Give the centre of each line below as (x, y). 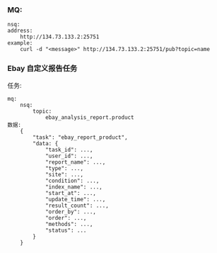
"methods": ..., (69, 224)
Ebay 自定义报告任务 (42, 69)
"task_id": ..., (69, 150)
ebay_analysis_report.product (89, 117)
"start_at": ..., (71, 193)
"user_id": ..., (69, 156)
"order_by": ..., (71, 212)
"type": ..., (64, 168)
